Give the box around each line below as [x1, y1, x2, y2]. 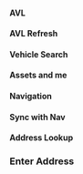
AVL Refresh [9, 28, 58, 39]
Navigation [9, 90, 52, 101]
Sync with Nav [9, 111, 66, 122]
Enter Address [9, 155, 75, 168]
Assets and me [9, 69, 67, 81]
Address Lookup [9, 132, 74, 143]
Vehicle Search [9, 48, 68, 59]
